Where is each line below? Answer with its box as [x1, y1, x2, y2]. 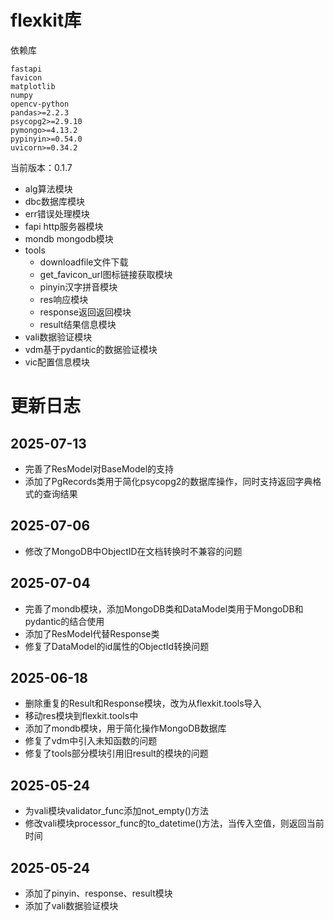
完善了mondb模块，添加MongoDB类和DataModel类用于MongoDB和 [24, 602, 304, 615]
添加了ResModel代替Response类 [24, 627, 160, 640]
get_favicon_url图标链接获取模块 [39, 268, 173, 280]
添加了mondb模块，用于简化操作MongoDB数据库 [24, 722, 227, 735]
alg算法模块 [24, 182, 73, 195]
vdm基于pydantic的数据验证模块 [24, 343, 158, 355]
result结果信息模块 [39, 318, 117, 330]
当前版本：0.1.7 [10, 161, 73, 173]
